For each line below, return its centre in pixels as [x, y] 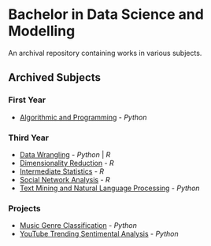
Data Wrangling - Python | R [65, 154]
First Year [27, 100]
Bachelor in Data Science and [106, 15]
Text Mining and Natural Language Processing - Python [109, 188]
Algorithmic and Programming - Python [83, 117]
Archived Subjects [54, 77]
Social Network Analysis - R [65, 179]
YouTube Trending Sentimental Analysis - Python [99, 234]
